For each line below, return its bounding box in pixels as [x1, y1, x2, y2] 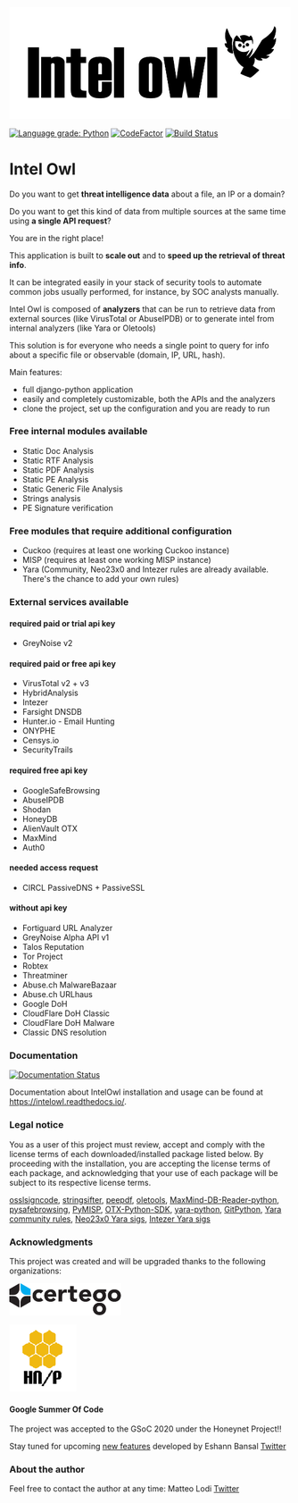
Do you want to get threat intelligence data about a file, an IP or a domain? [9, 189, 286, 199]
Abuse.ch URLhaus [21, 989, 94, 1000]
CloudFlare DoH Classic [21, 1008, 110, 1019]
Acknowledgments [9, 1236, 94, 1248]
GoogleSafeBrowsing [21, 785, 101, 795]
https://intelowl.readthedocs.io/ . [9, 1096, 127, 1107]
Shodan [21, 803, 52, 815]
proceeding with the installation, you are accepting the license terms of [9, 1158, 270, 1169]
